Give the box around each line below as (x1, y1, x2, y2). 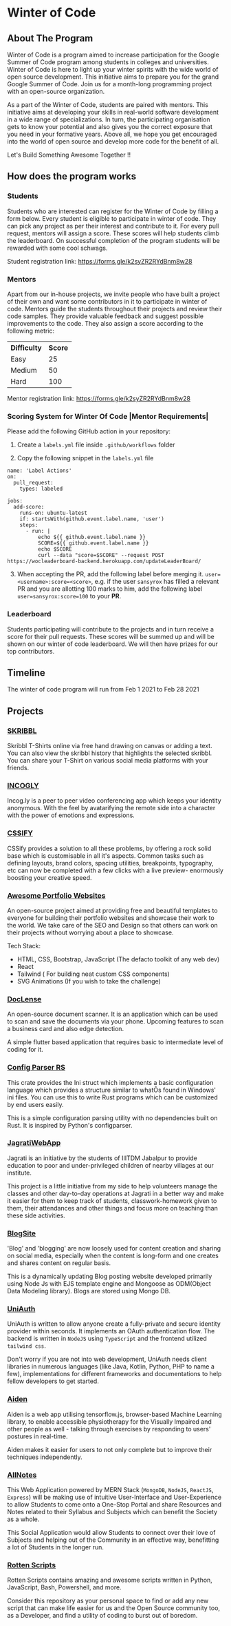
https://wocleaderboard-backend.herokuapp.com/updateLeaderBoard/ (7, 558, 201, 565)
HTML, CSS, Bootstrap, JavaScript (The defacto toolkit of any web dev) (16, 954, 220, 963)
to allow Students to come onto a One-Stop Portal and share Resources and (7, 1500, 222, 1509)
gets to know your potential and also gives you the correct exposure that (7, 123, 213, 130)
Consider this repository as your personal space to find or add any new (7, 1596, 209, 1605)
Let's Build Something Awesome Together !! (7, 150, 131, 159)
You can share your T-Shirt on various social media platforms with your (7, 756, 208, 765)
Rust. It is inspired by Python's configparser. (7, 1121, 133, 1129)
